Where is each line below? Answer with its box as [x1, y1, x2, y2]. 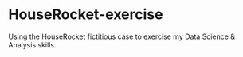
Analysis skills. [8, 40, 57, 49]
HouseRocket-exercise [8, 6, 163, 24]
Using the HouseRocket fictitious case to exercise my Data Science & [8, 32, 236, 41]
